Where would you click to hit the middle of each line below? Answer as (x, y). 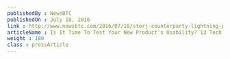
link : (16, 26)
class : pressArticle (38, 45)
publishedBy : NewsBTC (39, 13)
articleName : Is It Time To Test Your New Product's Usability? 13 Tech (115, 32)
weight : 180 (26, 39)
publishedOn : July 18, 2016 (49, 20)
